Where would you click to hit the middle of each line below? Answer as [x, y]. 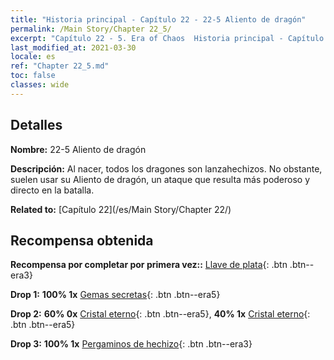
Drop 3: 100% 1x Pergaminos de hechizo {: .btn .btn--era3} [131, 344]
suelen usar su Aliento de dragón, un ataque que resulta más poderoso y [160, 179]
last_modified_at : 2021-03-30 [73, 47]
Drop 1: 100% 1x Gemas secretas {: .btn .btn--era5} [115, 295]
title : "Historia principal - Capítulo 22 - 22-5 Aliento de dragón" [158, 19]
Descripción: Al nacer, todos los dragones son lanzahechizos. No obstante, [166, 168]
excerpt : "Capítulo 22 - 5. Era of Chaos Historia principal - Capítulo [167, 38]
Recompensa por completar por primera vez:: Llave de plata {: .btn [149, 265]
